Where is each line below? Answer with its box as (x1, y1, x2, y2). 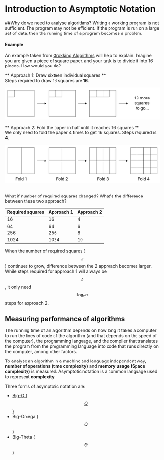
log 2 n (77, 292, 88, 298)
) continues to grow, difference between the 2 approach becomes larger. (5, 263, 152, 269)
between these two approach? (5, 198, 67, 204)
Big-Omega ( (12, 414, 38, 420)
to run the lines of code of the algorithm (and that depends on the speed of (5, 333, 157, 339)
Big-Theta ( (12, 434, 35, 440)
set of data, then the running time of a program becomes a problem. (5, 30, 143, 36)
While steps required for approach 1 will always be (5, 268, 107, 274)
